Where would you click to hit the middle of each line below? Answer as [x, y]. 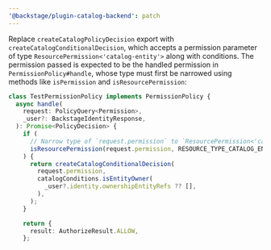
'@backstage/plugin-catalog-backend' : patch [84, 16]
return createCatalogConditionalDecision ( [102, 164]
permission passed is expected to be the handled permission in [114, 65]
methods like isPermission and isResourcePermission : [98, 81]
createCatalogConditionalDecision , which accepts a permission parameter [133, 47]
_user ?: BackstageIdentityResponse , [85, 119]
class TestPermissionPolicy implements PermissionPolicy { [110, 96]
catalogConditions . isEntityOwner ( [95, 179]
